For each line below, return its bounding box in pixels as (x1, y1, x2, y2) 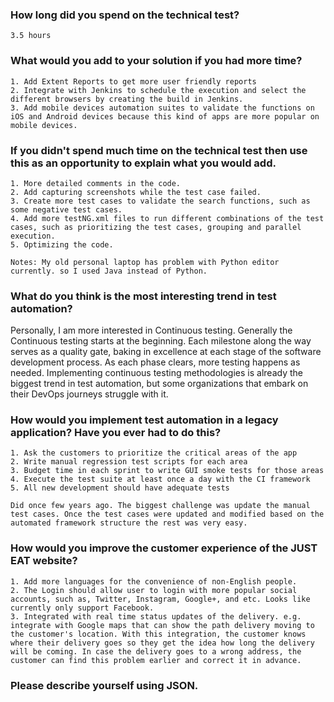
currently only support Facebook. (10, 603, 155, 613)
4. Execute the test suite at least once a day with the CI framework (10, 474, 311, 485)
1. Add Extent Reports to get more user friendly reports (10, 76, 257, 87)
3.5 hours (10, 31, 52, 41)
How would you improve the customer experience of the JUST (10, 541, 318, 555)
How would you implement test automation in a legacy (10, 413, 279, 427)
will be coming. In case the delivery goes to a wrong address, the (10, 646, 302, 657)
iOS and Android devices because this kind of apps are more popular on (10, 111, 320, 122)
